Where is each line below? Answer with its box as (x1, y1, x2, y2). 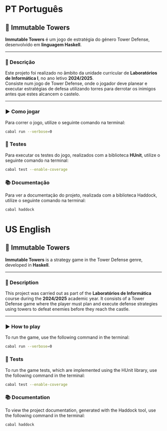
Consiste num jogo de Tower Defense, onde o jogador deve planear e (5, 80, 148, 86)
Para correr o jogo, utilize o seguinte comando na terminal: (5, 119, 125, 125)
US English (5, 224, 51, 235)
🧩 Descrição (5, 59, 35, 66)
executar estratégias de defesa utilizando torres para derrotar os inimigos (5, 86, 156, 92)
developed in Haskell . (5, 262, 50, 268)
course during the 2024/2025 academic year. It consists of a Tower (5, 295, 145, 301)
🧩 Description (5, 279, 39, 286)
